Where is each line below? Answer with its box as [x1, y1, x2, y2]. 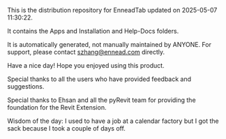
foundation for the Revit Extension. [7, 103, 107, 111]
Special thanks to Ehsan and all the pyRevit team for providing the [7, 96, 197, 104]
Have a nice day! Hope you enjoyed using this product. [7, 61, 165, 69]
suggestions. [7, 82, 45, 90]
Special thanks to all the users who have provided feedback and [7, 75, 192, 83]
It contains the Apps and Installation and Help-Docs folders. [7, 27, 179, 35]
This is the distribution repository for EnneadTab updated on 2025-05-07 [7, 6, 218, 14]
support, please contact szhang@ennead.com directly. [7, 48, 165, 56]
